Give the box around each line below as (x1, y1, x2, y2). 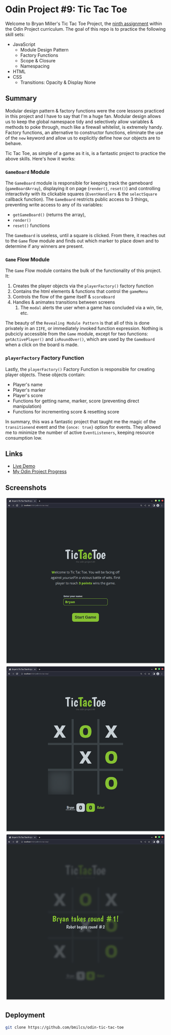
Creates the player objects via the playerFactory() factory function (12, 283, 154, 289)
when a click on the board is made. (5, 341, 79, 348)
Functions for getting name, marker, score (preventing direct (12, 398, 139, 404)
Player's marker (12, 387, 46, 393)
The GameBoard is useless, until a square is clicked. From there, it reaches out (5, 233, 165, 239)
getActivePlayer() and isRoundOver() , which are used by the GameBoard (5, 336, 155, 342)
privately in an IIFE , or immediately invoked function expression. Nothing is (5, 326, 163, 332)
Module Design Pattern (20, 47, 69, 53)
